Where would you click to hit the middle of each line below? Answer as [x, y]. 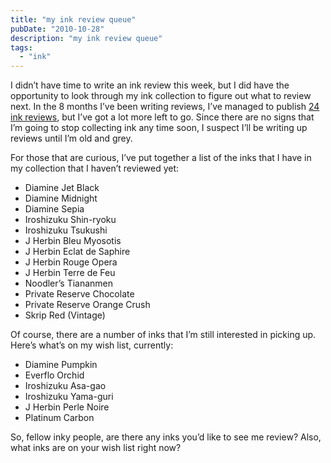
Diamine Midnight [61, 198]
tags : [21, 47]
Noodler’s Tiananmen [69, 283]
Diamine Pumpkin [61, 365]
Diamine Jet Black [62, 188]
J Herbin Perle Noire [67, 407]
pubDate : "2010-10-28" [57, 29]
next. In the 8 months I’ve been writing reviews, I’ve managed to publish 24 [165, 107]
